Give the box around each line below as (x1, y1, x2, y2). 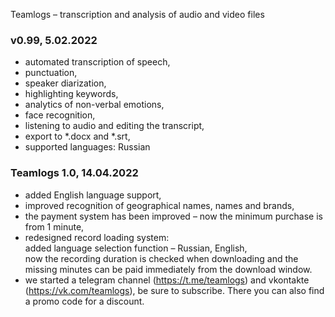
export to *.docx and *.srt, (24, 130, 131, 143)
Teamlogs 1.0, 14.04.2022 (10, 166, 139, 180)
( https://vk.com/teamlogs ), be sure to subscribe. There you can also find (24, 284, 325, 296)
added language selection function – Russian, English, (24, 242, 248, 254)
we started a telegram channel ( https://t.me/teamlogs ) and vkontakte (24, 274, 310, 286)
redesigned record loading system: (24, 231, 170, 243)
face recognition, (24, 109, 96, 121)
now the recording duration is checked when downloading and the (24, 252, 299, 264)
